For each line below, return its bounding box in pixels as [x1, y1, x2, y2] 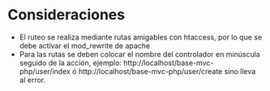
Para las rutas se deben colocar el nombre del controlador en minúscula [19, 49, 260, 59]
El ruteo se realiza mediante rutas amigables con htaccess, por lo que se [19, 32, 263, 42]
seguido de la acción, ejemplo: [19, 58, 122, 68]
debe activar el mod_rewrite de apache [19, 40, 151, 50]
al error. [19, 75, 46, 85]
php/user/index [19, 66, 71, 76]
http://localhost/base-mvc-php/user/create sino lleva [78, 66, 256, 76]
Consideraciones [7, 6, 126, 24]
